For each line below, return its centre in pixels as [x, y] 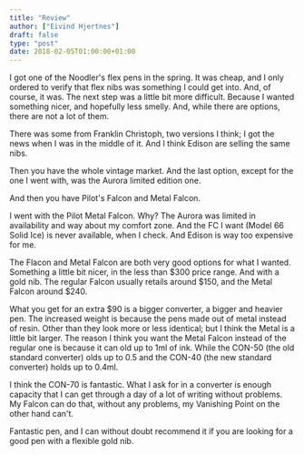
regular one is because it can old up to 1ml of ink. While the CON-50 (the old [152, 348]
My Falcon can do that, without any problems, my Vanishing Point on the [145, 404]
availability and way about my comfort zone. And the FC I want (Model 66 [147, 226]
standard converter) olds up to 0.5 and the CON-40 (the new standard [141, 358]
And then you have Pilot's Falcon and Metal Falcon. [105, 198]
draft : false [34, 35]
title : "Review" [40, 18]
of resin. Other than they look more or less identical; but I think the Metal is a [152, 329]
